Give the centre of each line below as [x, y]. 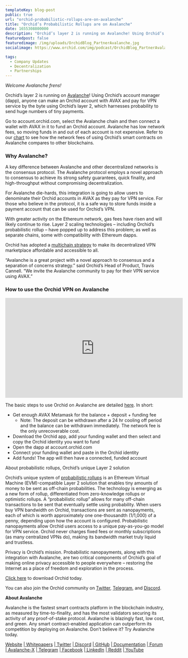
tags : [11, 57]
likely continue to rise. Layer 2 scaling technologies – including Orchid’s [80, 224]
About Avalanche [24, 598]
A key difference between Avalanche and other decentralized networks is [82, 167]
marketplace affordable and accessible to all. [52, 250]
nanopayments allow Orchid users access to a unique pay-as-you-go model [84, 526]
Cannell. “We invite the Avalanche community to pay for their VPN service [82, 271]
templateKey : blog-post [30, 10]
